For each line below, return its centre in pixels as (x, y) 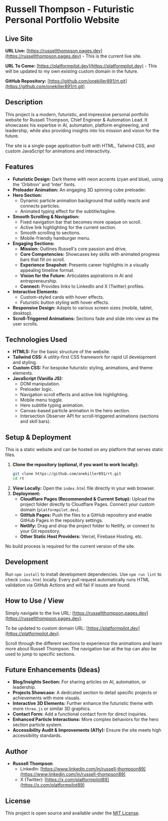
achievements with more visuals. (46, 698)
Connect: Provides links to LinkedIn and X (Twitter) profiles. (82, 286)
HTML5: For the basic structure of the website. (61, 352)
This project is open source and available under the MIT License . (73, 813)
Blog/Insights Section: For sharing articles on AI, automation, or (79, 682)
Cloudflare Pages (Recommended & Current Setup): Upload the (87, 499)
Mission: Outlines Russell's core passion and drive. (73, 249)
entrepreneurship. (39, 281)
